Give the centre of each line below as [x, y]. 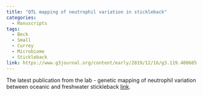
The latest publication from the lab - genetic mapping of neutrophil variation [101, 80]
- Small [22, 40]
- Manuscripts [29, 23]
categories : [21, 18]
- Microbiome [28, 52]
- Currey [23, 46]
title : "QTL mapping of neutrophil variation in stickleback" [87, 12]
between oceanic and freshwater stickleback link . [68, 86]
